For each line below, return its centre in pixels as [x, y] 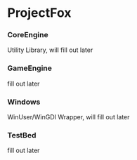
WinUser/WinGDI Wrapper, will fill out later [68, 117]
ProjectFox [39, 13]
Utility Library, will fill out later [50, 50]
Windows [24, 102]
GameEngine [30, 68]
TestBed [22, 135]
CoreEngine [28, 35]
